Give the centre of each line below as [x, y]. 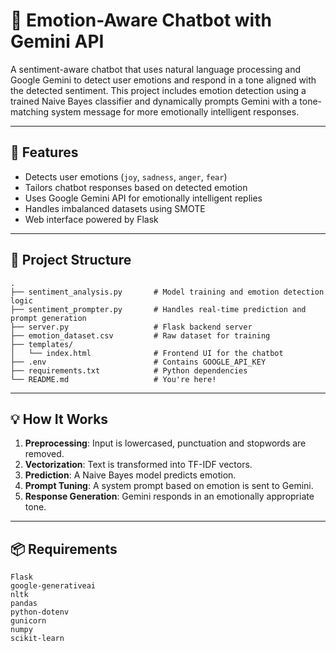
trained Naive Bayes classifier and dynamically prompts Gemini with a [154, 101]
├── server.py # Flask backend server [131, 327]
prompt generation [48, 318]
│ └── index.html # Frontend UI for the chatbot [147, 353]
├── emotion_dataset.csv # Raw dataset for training [140, 335]
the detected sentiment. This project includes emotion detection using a [158, 90]
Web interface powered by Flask [91, 219]
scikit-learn [37, 639]
